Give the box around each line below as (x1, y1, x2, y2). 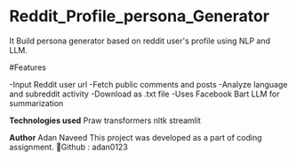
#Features (9, 62, 47, 73)
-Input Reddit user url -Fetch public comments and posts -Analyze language (9, 79, 288, 89)
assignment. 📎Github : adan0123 (9, 142, 129, 152)
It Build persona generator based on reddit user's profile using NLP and (9, 35, 271, 46)
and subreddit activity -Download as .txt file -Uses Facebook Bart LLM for (9, 88, 280, 99)
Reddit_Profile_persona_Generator (9, 6, 269, 27)
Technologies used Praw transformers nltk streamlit (9, 115, 202, 126)
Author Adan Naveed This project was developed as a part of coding (9, 132, 262, 142)
